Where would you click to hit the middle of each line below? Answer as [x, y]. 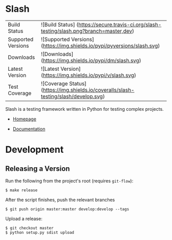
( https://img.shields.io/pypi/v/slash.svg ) [89, 75]
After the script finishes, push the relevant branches [60, 199]
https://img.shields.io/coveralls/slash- [89, 90]
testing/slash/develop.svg [72, 96]
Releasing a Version [38, 168]
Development [35, 150]
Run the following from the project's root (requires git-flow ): [69, 181]
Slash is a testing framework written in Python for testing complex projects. [84, 109]
